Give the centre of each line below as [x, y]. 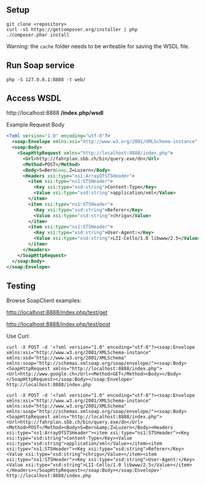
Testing [21, 286]
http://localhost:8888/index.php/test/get [57, 313]
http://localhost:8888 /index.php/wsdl [55, 113]
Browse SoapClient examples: [44, 301]
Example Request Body [36, 125]
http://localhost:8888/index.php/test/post [59, 324]
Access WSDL [34, 98]
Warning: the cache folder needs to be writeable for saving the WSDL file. [98, 46]
